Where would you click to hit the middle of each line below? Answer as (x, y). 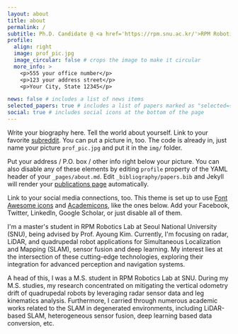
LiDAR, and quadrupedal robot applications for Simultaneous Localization (114, 241)
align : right (33, 47)
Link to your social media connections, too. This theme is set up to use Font (118, 197)
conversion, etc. (31, 323)
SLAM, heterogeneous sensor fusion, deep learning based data (120, 316)
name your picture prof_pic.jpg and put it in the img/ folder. (95, 147)
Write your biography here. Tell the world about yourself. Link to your (108, 133)
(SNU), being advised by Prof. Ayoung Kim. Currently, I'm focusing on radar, (118, 234)
